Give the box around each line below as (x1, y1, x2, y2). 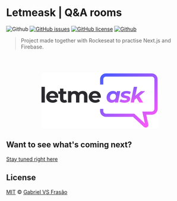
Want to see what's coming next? (6, 140, 132, 150)
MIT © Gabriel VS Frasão (6, 188, 68, 195)
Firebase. (20, 43, 44, 50)
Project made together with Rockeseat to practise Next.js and (20, 37, 171, 44)
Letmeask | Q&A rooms (6, 6, 122, 20)
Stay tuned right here (6, 155, 58, 163)
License (6, 173, 36, 183)
